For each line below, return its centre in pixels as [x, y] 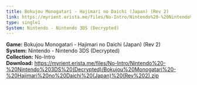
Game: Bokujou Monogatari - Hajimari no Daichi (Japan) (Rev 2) [84, 45]
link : [13, 17]
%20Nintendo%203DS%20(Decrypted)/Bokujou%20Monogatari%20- [91, 69]
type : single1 [23, 22]
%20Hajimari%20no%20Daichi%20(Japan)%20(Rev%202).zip [83, 76]
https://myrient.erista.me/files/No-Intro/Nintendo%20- [100, 63]
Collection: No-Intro [31, 57]
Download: [20, 63]
